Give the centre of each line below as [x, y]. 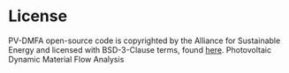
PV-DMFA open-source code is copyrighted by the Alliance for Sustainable [144, 40]
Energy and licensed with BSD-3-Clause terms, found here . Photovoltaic [140, 49]
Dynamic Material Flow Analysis [66, 59]
